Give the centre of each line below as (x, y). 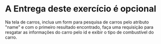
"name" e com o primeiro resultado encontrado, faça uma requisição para (79, 27)
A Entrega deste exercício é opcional (81, 9)
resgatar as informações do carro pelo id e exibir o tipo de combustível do (80, 32)
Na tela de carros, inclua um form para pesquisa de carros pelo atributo (77, 22)
